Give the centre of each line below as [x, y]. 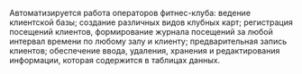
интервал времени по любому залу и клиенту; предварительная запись [148, 41]
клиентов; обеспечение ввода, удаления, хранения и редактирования [145, 51]
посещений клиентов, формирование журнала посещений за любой [141, 32]
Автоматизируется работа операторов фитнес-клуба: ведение [130, 13]
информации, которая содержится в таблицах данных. [115, 60]
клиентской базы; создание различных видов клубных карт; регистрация [151, 22]
